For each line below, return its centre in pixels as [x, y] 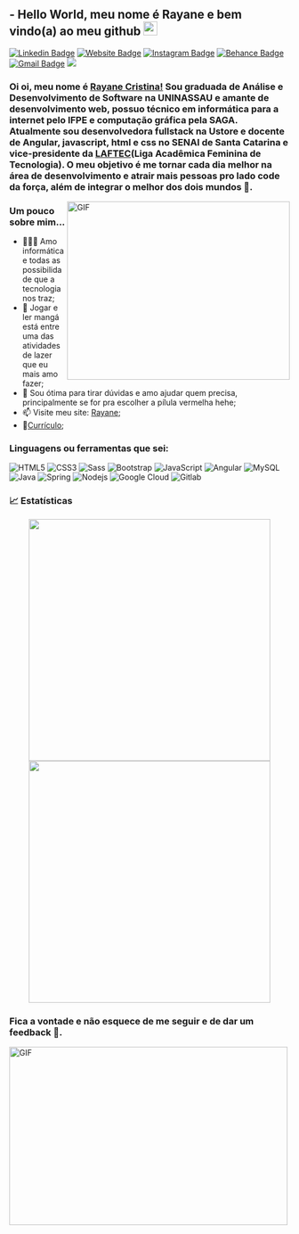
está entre [41, 327]
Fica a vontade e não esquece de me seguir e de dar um [132, 1021]
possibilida [42, 270]
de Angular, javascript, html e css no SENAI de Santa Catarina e [149, 142]
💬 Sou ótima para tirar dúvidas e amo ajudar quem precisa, [130, 393]
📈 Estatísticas [41, 501]
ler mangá [40, 317]
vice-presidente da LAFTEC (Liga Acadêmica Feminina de [135, 153]
